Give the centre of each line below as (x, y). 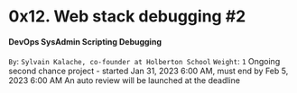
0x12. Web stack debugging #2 (127, 17)
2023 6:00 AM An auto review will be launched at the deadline (125, 80)
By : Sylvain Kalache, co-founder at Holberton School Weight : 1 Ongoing (144, 62)
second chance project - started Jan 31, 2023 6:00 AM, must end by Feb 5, (148, 71)
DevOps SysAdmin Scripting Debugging (85, 41)
